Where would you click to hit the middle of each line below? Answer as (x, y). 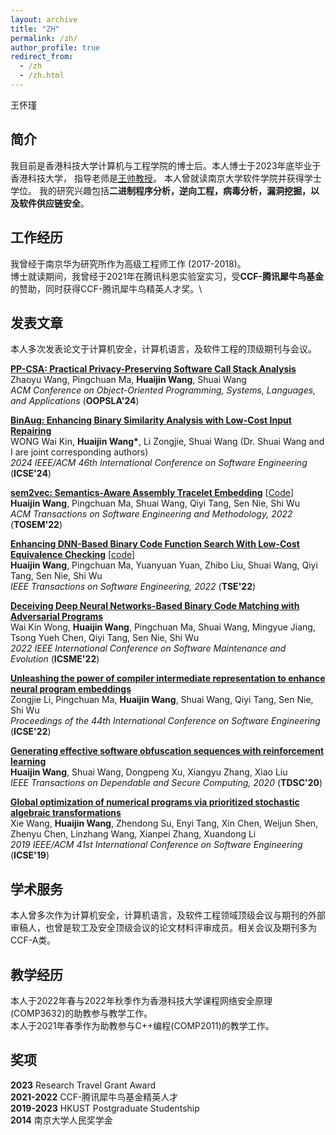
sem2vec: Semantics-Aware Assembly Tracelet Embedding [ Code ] (152, 493)
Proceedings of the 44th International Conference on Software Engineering (165, 721)
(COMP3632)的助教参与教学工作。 (81, 1013)
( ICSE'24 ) (31, 473)
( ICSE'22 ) (31, 732)
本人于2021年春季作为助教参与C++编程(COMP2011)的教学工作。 (142, 1025)
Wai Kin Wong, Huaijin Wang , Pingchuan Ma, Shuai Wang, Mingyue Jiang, (163, 627)
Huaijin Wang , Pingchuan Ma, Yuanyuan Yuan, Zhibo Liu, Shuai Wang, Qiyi (164, 565)
